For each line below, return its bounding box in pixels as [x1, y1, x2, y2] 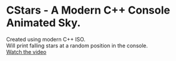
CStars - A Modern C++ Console [6, 4, 171, 17]
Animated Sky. [6, 16, 81, 30]
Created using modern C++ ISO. [6, 36, 86, 43]
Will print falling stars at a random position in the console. [6, 42, 148, 49]
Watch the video [6, 48, 47, 55]
